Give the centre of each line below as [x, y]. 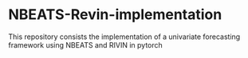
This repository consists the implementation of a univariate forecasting [124, 37]
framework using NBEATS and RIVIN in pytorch [86, 44]
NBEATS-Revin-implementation [115, 15]
